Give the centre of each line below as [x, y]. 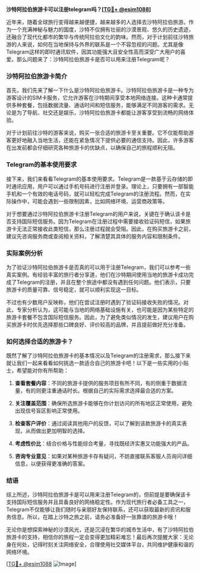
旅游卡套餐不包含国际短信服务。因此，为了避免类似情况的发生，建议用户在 [97, 317]
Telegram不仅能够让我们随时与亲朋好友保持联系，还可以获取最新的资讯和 [96, 510]
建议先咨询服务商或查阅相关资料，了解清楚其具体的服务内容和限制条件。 [95, 236]
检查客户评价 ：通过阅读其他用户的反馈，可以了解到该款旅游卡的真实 [98, 423]
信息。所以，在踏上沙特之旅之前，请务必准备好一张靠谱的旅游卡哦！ [95, 517]
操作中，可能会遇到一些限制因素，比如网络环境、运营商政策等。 [89, 201]
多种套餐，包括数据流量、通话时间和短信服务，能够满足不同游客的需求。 [100, 105]
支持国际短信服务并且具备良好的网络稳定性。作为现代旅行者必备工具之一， [97, 502]
